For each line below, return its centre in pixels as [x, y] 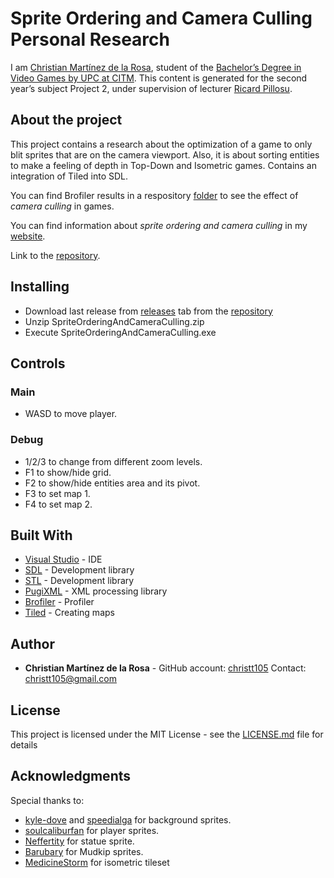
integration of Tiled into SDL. [69, 176]
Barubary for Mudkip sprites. [84, 851]
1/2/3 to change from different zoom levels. [113, 461]
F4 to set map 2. [58, 504]
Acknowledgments [71, 776]
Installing [40, 287]
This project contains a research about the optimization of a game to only [161, 144]
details [24, 744]
